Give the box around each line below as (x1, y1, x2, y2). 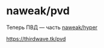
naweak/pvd (6, 4, 70, 18)
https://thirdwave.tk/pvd (6, 35, 66, 42)
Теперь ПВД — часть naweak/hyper (6, 24, 98, 31)
